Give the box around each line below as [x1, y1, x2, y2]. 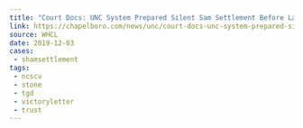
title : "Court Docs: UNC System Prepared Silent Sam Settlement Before [9, 13, 284, 23]
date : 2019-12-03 [9, 38, 75, 48]
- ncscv [13, 72, 42, 81]
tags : [9, 64, 30, 73]
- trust [13, 105, 42, 114]
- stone [13, 80, 42, 89]
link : [9, 22, 30, 31]
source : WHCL [9, 30, 59, 39]
